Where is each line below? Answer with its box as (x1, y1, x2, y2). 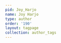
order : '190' (5, 21, 32, 26)
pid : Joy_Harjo (5, 7, 37, 12)
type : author (5, 16, 32, 21)
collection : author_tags (5, 30, 57, 35)
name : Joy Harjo (5, 12, 39, 17)
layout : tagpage (5, 26, 39, 31)
